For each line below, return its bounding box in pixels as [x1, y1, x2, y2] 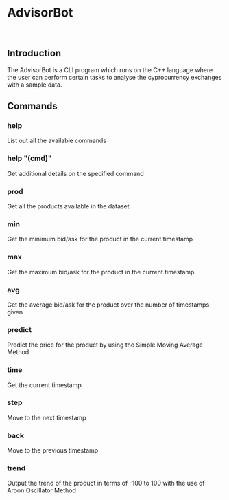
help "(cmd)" [7, 153, 53, 163]
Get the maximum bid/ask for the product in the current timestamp [7, 268, 195, 276]
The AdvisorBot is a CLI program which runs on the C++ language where [7, 65, 213, 74]
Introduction [7, 47, 62, 59]
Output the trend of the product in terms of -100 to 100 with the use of [7, 479, 205, 488]
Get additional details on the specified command [7, 169, 144, 177]
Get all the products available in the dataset [7, 202, 130, 210]
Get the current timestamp [7, 380, 82, 389]
